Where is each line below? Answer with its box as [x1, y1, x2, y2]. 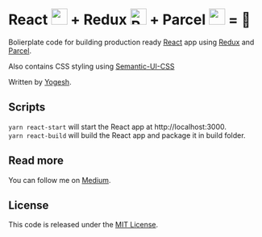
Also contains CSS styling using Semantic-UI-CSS [8, 61, 175, 71]
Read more [8, 154, 64, 168]
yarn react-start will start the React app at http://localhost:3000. [8, 122, 227, 131]
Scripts [8, 101, 46, 114]
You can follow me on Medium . [8, 175, 111, 185]
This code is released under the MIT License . [8, 220, 159, 230]
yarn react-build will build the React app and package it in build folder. [8, 130, 246, 140]
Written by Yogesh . [8, 77, 72, 86]
